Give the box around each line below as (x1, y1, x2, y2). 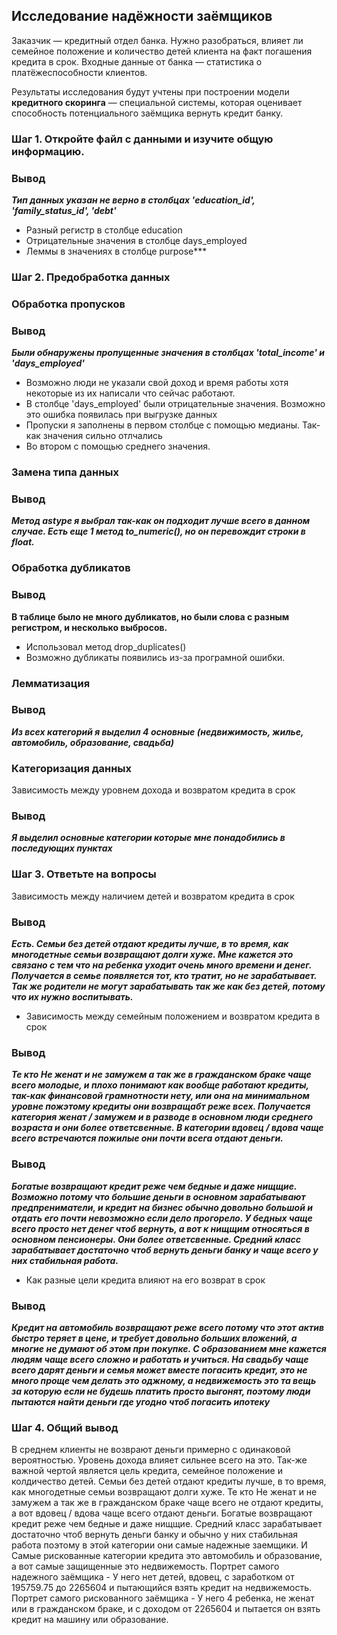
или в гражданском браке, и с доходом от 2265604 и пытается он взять (11, 1603, 321, 1615)
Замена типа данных (11, 465, 119, 479)
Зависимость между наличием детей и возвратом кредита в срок (11, 890, 295, 902)
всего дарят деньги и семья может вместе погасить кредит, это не (11, 1364, 308, 1376)
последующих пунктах (11, 842, 113, 854)
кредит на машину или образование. (11, 1614, 169, 1626)
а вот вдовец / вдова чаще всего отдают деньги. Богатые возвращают (11, 1507, 313, 1519)
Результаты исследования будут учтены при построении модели (11, 85, 290, 98)
